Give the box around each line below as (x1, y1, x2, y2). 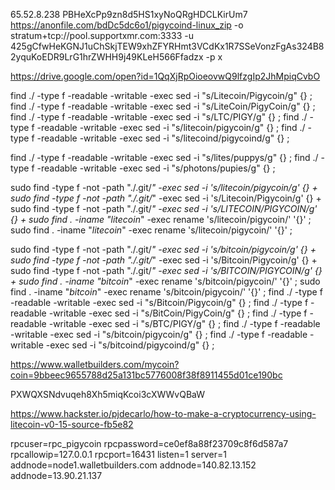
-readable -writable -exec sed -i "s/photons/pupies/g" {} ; (36, 162, 276, 174)
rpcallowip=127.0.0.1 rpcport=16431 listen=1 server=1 (10, 449, 227, 460)
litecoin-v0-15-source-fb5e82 (10, 419, 134, 430)
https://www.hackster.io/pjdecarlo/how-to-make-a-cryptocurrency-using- (10, 408, 317, 419)
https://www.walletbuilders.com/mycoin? (10, 359, 180, 370)
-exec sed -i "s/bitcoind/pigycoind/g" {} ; (45, 339, 215, 351)
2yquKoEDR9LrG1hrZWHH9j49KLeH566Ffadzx (10, 51, 204, 63)
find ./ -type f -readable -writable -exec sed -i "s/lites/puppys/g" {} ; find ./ (10, 152, 319, 163)
